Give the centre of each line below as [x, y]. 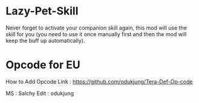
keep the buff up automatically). [45, 40]
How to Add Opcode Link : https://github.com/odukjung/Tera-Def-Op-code [99, 81]
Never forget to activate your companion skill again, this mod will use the [96, 28]
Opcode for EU [43, 65]
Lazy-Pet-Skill [42, 11]
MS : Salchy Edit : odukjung [40, 93]
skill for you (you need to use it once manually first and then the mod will [96, 34]
